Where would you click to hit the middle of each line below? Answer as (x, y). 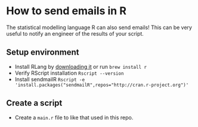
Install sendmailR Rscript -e (50, 79)
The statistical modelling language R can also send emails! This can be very (99, 27)
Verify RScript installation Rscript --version (69, 73)
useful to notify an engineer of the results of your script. (75, 33)
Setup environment (43, 53)
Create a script (34, 103)
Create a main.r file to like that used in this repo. (74, 118)
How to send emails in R (66, 11)
